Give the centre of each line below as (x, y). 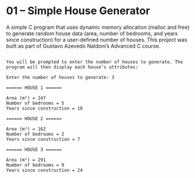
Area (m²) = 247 (26, 98)
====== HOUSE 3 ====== (34, 149)
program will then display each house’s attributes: (72, 67)
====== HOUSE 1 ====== (34, 88)
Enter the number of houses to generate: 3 (60, 77)
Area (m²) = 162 (26, 129)
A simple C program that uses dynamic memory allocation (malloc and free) (98, 27)
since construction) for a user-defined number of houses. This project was (97, 39)
